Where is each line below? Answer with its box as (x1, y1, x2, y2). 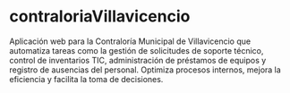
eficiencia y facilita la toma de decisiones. (9, 73, 164, 84)
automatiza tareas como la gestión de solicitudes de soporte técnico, (9, 45, 264, 55)
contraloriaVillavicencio (9, 6, 191, 27)
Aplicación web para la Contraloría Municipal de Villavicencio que (9, 36, 252, 46)
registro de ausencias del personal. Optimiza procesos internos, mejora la (9, 64, 282, 75)
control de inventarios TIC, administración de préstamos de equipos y (9, 55, 267, 65)
